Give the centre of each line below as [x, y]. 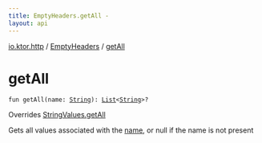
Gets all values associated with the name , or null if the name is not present [131, 130]
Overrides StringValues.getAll [57, 115]
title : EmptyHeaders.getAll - [59, 16]
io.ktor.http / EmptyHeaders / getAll [67, 46]
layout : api [28, 23]
